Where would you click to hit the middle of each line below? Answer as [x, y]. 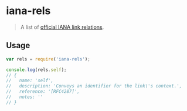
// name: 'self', [30, 80]
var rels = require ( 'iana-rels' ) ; [48, 59]
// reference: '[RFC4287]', [43, 92]
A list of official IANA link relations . [62, 27]
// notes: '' [25, 97]
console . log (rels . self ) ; [36, 70]
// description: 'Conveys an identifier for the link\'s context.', [94, 86]
